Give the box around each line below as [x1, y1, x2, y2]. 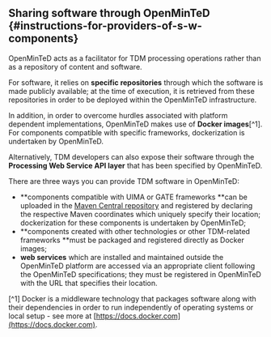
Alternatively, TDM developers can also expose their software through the [8, 151, 255, 161]
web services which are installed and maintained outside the [19, 252, 224, 262]
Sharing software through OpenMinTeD [8, 6, 210, 20]
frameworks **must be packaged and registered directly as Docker [19, 235, 244, 245]
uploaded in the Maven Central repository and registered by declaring [19, 200, 253, 210]
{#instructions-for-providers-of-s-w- [8, 19, 202, 33]
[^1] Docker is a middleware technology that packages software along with [8, 293, 256, 303]
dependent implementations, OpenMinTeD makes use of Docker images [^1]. [8, 119, 263, 129]
